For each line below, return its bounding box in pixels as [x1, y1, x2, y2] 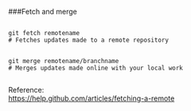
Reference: [8, 85, 45, 94]
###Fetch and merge [8, 7, 77, 16]
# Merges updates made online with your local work [8, 64, 183, 72]
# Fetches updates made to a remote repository [8, 36, 170, 44]
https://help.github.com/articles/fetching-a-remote [8, 93, 175, 103]
